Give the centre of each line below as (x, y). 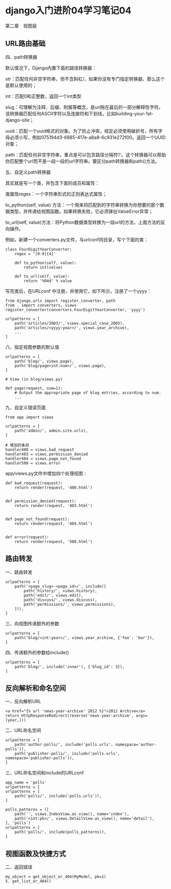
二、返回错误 (19, 867)
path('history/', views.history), (60, 591)
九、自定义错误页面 (26, 407)
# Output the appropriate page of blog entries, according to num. (88, 393)
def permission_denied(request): (41, 501)
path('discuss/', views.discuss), (60, 600)
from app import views (29, 417)
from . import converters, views (41, 305)
